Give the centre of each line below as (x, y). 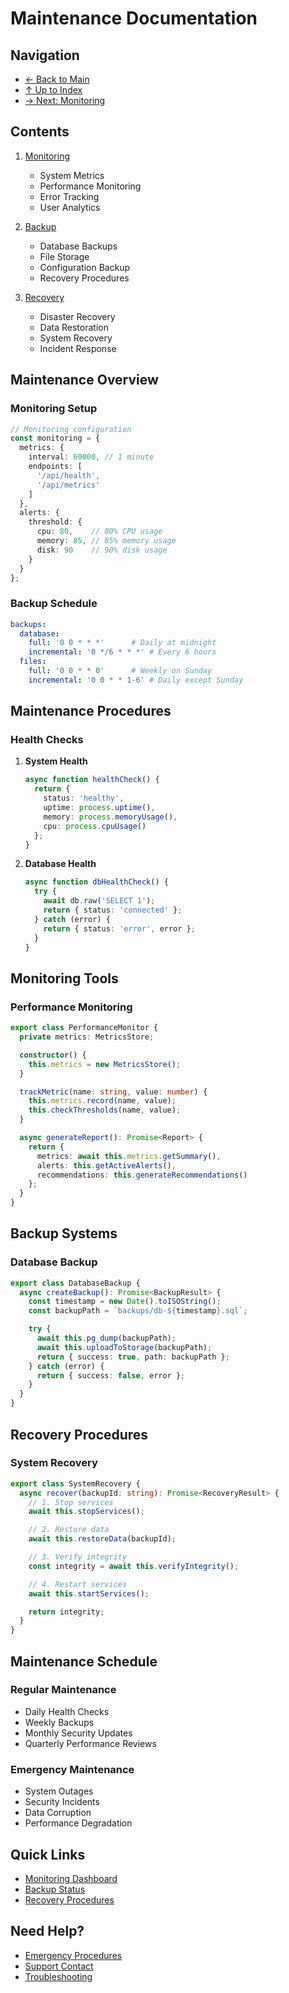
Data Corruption (58, 1813)
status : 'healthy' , (84, 798)
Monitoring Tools (64, 978)
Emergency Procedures (73, 1955)
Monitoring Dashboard (71, 1878)
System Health (56, 761)
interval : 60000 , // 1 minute (91, 457)
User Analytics (70, 207)
